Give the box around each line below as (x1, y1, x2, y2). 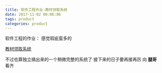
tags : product (5, 16, 35, 21)
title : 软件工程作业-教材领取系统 (5, 7, 68, 12)
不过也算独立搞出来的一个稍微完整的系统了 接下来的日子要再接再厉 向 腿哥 (5, 57, 157, 63)
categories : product (5, 21, 48, 26)
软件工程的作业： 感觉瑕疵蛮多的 (5, 35, 72, 41)
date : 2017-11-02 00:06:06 (5, 12, 61, 17)
